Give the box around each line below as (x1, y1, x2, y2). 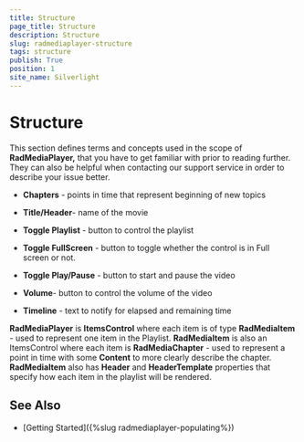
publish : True (9, 56, 64, 65)
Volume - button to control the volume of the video (22, 287, 213, 298)
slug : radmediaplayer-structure (9, 38, 132, 48)
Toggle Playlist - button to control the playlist (22, 225, 194, 236)
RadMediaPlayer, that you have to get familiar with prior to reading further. (9, 152, 291, 163)
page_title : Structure (9, 22, 96, 31)
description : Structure (9, 30, 100, 39)
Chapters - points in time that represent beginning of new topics (22, 189, 267, 200)
